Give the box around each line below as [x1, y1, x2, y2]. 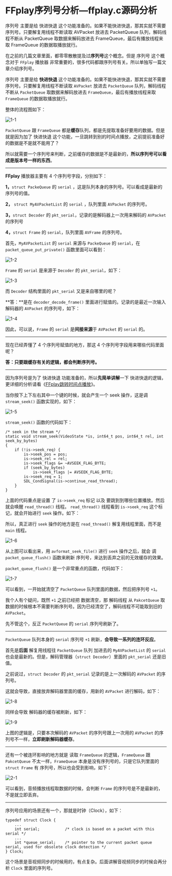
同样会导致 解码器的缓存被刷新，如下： [5, 709, 88, 715]
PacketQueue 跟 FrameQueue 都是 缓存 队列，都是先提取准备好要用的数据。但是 [5, 127, 165, 133]
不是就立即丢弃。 [5, 792, 41, 798]
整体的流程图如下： [5, 106, 46, 113]
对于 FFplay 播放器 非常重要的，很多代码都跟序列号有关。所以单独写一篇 [9, 59, 162, 65]
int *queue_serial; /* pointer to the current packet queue [14, 840, 153, 845]
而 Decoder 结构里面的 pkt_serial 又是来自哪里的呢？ [5, 288, 117, 294]
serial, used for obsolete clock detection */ [5, 844, 106, 849]
